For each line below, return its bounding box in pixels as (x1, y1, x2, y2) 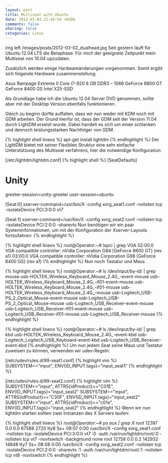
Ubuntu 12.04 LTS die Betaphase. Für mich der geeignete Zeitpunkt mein (5, 50, 156, 56)
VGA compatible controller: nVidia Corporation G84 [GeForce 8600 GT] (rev (5, 247, 162, 253)
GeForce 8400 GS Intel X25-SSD (5, 86, 73, 91)
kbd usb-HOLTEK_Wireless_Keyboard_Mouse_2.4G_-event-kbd (5, 331, 137, 337)
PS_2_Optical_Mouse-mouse (5, 300, 64, 306)
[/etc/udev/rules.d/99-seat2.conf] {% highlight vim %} (5, 378, 118, 384)
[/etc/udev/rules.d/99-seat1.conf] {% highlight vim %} (5, 357, 117, 364)
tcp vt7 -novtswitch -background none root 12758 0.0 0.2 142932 (22, 436, 158, 442)
